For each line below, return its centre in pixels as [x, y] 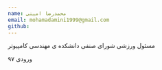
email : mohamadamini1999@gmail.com [59, 20]
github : [19, 26]
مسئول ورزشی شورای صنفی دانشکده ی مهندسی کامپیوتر [81, 46]
